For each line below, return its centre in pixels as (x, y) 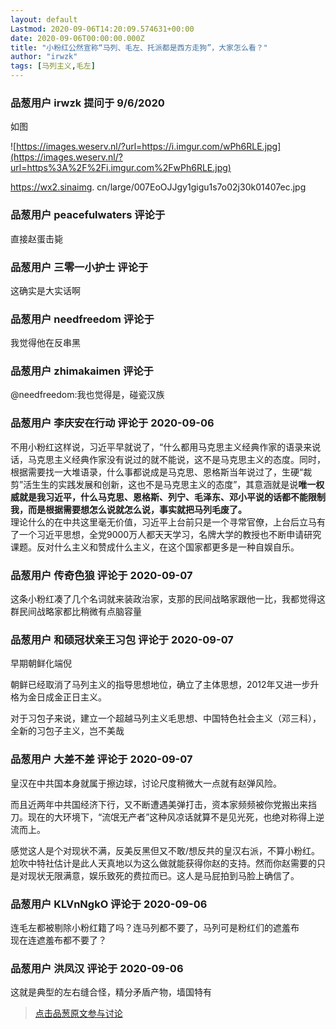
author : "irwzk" (44, 57)
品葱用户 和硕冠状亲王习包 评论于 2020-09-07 (122, 639)
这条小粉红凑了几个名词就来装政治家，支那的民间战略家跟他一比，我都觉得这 (168, 599)
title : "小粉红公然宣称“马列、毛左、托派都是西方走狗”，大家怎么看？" (139, 47)
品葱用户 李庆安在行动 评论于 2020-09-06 (112, 423)
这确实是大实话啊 (45, 290)
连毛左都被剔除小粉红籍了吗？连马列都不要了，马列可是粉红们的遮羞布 (155, 927)
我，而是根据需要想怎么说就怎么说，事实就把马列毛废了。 (128, 509)
